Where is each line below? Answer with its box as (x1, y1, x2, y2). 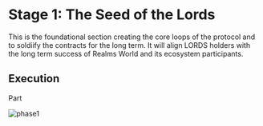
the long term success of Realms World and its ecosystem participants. (8, 49, 244, 58)
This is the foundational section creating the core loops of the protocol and (8, 32, 256, 41)
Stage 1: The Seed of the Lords (8, 6, 216, 24)
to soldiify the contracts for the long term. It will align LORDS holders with (8, 40, 251, 49)
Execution (8, 72, 60, 85)
